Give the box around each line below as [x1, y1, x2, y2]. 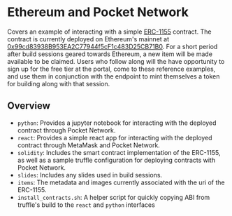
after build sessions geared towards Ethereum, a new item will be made [7, 50, 213, 58]
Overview [7, 100, 51, 112]
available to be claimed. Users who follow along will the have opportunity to [7, 57, 225, 65]
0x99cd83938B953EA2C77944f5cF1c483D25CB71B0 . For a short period [7, 42, 218, 50]
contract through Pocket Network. [17, 126, 116, 134]
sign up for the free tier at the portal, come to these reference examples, [7, 65, 216, 73]
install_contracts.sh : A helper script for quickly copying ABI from [17, 193, 210, 201]
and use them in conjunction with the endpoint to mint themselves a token [7, 72, 220, 81]
